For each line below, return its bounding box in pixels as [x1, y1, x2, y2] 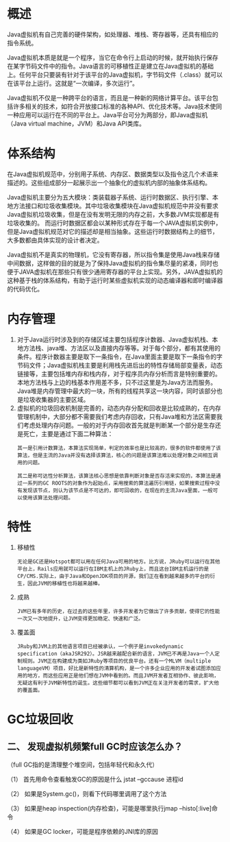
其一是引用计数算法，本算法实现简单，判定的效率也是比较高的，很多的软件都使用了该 [16, 444, 221, 451]
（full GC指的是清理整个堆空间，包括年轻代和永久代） [7, 760, 159, 769]
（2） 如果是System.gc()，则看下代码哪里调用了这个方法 [7, 789, 167, 797]
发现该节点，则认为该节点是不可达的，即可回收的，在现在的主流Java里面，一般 [22, 487, 214, 494]
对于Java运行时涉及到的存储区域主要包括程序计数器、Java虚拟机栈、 [16, 335, 212, 344]
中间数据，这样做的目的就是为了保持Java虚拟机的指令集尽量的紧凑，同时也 [7, 258, 219, 267]
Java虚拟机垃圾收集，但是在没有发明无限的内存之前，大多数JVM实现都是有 [7, 210, 220, 218]
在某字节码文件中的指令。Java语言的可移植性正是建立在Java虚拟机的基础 [7, 62, 214, 70]
